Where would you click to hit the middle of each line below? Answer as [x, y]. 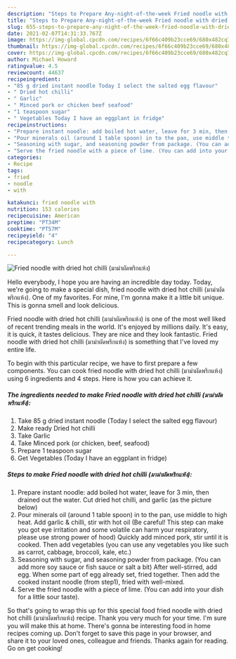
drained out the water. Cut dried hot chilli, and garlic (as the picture [114, 500]
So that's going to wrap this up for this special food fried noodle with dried [115, 611]
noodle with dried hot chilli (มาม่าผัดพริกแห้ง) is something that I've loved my [113, 342]
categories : [25, 158]
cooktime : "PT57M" [34, 229]
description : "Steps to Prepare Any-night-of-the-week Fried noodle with [118, 14]
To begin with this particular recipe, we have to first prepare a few [103, 363]
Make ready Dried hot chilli [57, 429]
